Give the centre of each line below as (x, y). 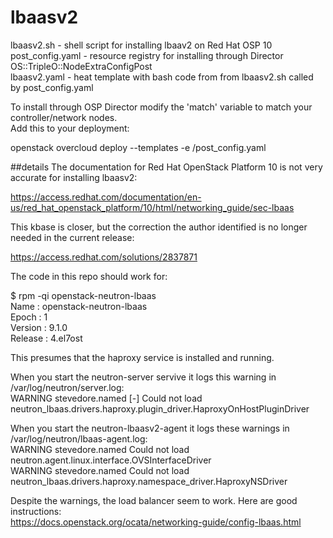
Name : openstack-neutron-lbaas (79, 306)
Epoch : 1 (29, 317)
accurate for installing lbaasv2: (74, 177)
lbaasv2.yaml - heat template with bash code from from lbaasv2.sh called (162, 77)
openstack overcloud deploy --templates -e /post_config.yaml (138, 147)
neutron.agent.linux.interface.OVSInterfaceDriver (111, 460)
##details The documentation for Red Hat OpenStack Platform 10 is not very (166, 167)
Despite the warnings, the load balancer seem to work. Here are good (154, 500)
